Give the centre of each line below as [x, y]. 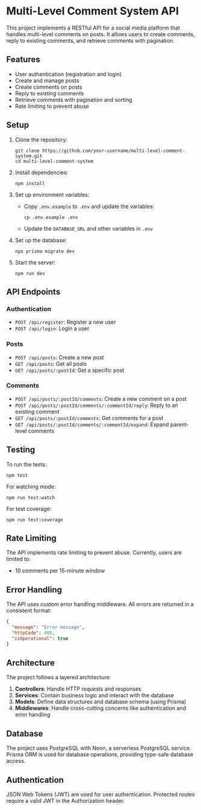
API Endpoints [33, 291]
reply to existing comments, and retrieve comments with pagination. [90, 40]
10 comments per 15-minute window [60, 571]
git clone [27, 151]
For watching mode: [31, 486]
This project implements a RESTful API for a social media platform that [93, 28]
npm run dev [30, 273]
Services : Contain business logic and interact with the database [94, 695]
